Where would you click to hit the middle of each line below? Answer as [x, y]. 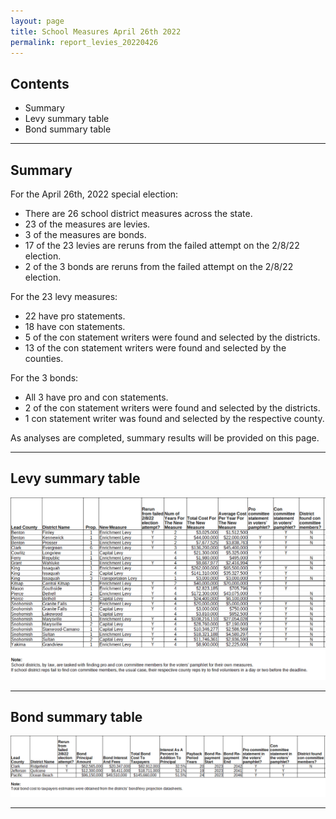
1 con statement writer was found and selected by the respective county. [174, 418]
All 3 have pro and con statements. [96, 397]
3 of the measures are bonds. [85, 234]
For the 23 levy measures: [64, 296]
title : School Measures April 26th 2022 [96, 31]
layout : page [37, 21]
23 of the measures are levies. [87, 224]
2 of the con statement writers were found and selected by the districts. [172, 408]
